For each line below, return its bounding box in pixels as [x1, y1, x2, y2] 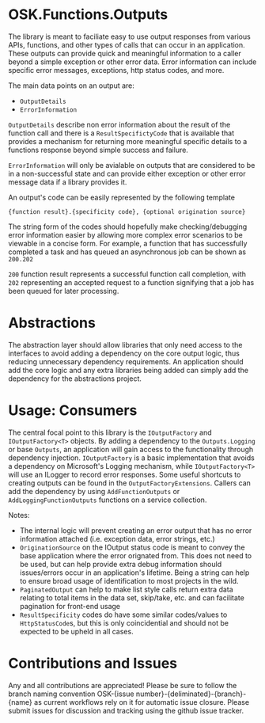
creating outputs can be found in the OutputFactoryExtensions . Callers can [8, 478, 252, 488]
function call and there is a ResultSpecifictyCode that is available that [8, 128, 235, 138]
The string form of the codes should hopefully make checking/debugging [8, 222, 248, 231]
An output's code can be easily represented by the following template [8, 192, 236, 202]
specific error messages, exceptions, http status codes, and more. [8, 65, 225, 74]
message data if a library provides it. [8, 177, 127, 187]
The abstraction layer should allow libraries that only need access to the [8, 340, 243, 349]
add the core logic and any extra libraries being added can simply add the [8, 365, 249, 375]
